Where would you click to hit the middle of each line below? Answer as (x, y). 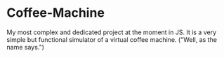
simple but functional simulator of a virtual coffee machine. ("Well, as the (112, 39)
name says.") (26, 47)
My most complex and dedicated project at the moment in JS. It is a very (112, 32)
